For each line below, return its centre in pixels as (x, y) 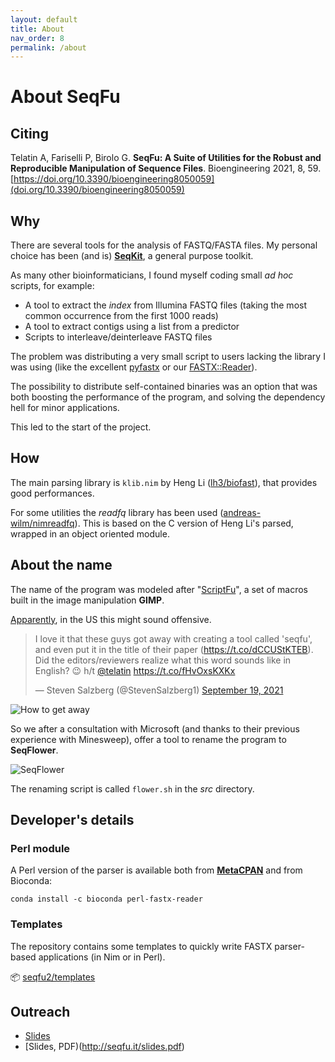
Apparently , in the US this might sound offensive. (111, 619)
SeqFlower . (34, 750)
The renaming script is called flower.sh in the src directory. (132, 788)
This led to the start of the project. (81, 427)
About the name (61, 565)
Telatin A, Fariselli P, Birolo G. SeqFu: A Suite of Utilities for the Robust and (166, 158)
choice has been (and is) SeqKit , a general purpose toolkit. (132, 256)
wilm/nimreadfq (42, 523)
